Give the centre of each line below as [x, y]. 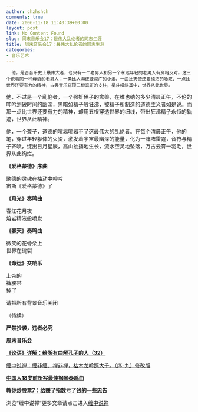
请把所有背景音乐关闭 [32, 303]
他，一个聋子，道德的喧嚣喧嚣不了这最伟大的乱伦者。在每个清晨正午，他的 [96, 131]
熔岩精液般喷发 [24, 218]
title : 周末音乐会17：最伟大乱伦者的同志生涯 [55, 45]
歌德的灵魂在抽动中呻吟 [34, 178]
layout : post [22, 28]
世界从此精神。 [34, 119]
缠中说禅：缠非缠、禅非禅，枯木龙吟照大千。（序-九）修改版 [78, 365]
